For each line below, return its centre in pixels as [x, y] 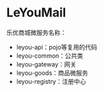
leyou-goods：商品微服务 [52, 73]
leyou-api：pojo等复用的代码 [56, 47]
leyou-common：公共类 [50, 56]
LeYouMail [36, 13]
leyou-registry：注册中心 [51, 81]
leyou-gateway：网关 [46, 64]
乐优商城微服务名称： [36, 32]
